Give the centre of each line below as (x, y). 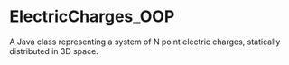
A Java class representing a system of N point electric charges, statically (145, 42)
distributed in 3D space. (54, 51)
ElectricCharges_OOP (92, 17)
